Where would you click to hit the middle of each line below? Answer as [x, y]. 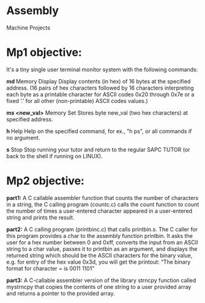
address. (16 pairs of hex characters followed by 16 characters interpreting [100, 88]
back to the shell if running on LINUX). [54, 156]
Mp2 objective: [45, 181]
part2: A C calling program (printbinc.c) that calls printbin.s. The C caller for [102, 229]
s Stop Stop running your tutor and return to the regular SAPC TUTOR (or [98, 149]
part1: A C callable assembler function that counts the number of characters [102, 198]
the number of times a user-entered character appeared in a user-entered [99, 211]
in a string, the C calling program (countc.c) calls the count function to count [103, 204]
